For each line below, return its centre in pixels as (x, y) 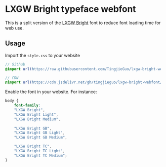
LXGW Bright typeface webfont (71, 9)
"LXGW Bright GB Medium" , (41, 137)
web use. (14, 28)
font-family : (27, 105)
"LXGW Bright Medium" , (37, 119)
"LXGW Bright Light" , (36, 114)
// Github (15, 64)
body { (12, 101)
